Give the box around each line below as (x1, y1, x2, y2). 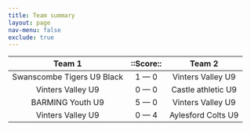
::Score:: (130, 58, 162, 69)
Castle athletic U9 (171, 84, 238, 95)
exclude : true (8, 33, 55, 42)
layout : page (8, 19, 51, 27)
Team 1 (53, 58, 82, 69)
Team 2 (189, 58, 219, 69)
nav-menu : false (8, 26, 61, 34)
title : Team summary (8, 11, 76, 20)
